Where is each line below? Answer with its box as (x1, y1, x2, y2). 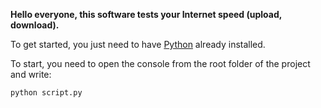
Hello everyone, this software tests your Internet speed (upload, (10, 9, 282, 20)
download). (10, 19, 60, 31)
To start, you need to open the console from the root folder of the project (10, 58, 311, 69)
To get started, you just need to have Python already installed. (10, 39, 266, 50)
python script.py (10, 88, 83, 98)
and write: (10, 69, 52, 80)
